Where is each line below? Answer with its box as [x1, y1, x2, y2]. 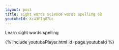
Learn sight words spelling [5, 30, 59, 36]
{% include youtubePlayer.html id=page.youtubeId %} [5, 39, 115, 45]
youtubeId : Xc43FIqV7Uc [5, 16, 54, 21]
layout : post [5, 7, 32, 12]
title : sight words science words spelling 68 [5, 12, 102, 17]
